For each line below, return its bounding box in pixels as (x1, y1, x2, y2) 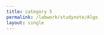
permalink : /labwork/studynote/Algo (6, 14, 98, 20)
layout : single (6, 20, 44, 26)
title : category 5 (6, 8, 52, 15)
